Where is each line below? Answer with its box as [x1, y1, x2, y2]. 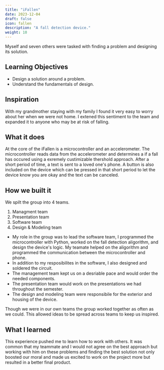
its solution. [5, 49, 28, 54]
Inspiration [5, 95, 39, 104]
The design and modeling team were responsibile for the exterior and [12, 291, 152, 297]
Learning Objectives [5, 63, 69, 71]
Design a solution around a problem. [12, 76, 86, 81]
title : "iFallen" [5, 7, 41, 12]
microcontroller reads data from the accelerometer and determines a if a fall [5, 151, 158, 157]
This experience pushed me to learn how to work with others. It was [5, 339, 142, 344]
